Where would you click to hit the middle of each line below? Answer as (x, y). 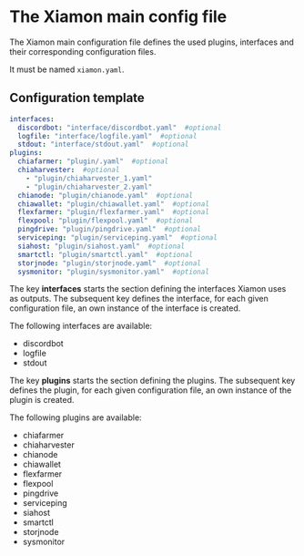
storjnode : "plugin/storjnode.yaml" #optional (110, 263)
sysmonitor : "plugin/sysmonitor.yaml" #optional (113, 272)
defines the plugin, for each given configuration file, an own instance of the (151, 390)
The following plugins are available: (76, 417)
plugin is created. (42, 400)
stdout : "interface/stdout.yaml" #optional (103, 144)
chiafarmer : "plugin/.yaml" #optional (93, 161)
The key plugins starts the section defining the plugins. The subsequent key (152, 381)
